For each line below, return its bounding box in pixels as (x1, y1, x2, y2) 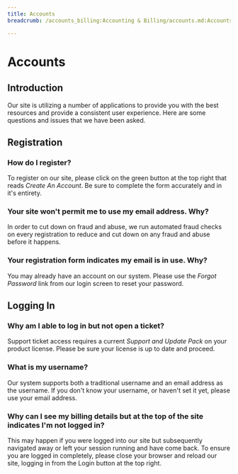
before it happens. (7, 238, 62, 246)
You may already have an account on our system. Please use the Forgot (7, 271, 217, 280)
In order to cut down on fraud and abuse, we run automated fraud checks (7, 223, 222, 231)
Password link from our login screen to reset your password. (7, 279, 184, 287)
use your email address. (7, 393, 78, 402)
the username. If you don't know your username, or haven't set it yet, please (7, 386, 230, 395)
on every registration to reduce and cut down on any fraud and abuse (7, 230, 210, 238)
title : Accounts (7, 10, 55, 18)
